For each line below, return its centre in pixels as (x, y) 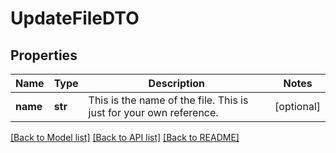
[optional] (297, 106)
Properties (44, 55)
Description (177, 83)
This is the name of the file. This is (168, 100)
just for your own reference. (153, 112)
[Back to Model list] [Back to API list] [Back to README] (125, 137)
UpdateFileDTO (75, 18)
